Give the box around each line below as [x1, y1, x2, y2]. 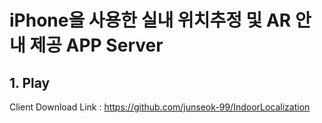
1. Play [9, 74, 51, 91]
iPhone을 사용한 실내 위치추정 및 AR [9, 9, 292, 32]
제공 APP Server [29, 34, 164, 57]
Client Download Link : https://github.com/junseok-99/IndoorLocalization [9, 101, 311, 113]
